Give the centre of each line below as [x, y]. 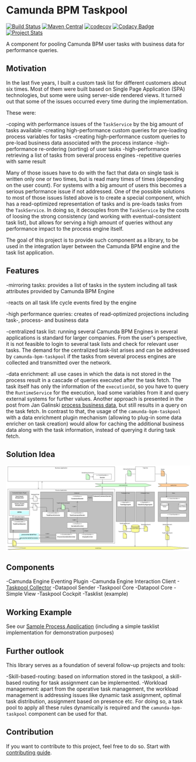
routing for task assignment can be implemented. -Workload [95, 683]
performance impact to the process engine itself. [65, 228]
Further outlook [35, 651]
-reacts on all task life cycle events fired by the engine [71, 303]
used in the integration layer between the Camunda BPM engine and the [93, 246]
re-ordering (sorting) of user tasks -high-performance [104, 149]
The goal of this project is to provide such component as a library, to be [92, 240]
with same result [26, 161]
